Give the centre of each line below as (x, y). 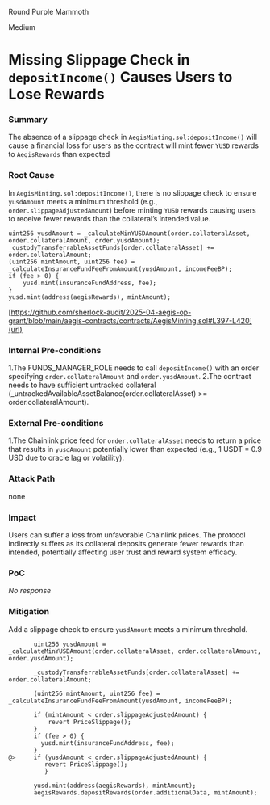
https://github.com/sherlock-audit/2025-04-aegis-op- (101, 312)
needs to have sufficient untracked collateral (82, 385)
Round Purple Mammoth (49, 12)
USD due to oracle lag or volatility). (66, 458)
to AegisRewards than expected (59, 154)
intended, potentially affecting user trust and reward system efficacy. (123, 552)
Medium (22, 27)
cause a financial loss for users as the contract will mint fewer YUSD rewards (134, 145)
